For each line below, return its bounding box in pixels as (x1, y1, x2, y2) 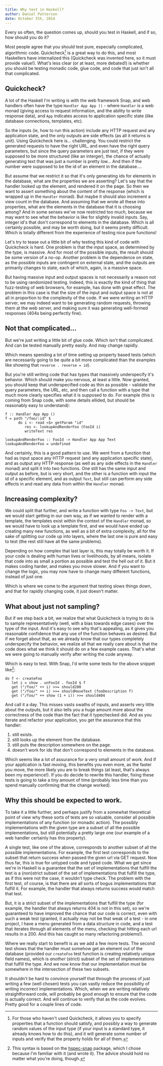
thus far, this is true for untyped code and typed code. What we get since (5, 859, 152, 866)
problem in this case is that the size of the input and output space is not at (5, 290, 153, 295)
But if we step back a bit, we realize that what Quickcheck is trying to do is (5, 615, 154, 621)
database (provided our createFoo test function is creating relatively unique (5, 951, 155, 956)
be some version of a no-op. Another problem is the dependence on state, (5, 254, 154, 260)
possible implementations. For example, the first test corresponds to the (5, 849, 149, 855)
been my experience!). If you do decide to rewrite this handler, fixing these (5, 772, 154, 777)
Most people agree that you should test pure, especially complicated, (5, 44, 144, 50)
